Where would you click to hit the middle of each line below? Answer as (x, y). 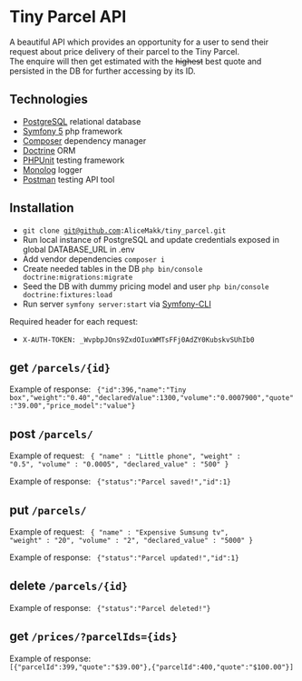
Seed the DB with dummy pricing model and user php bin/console (146, 286)
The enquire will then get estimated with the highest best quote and (136, 61)
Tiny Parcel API (68, 17)
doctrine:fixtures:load (68, 295)
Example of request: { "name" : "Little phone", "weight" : (125, 456)
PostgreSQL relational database (82, 121)
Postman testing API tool (68, 179)
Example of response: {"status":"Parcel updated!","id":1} (124, 557)
